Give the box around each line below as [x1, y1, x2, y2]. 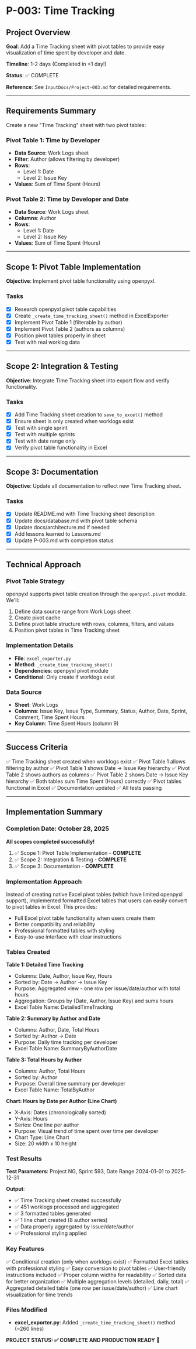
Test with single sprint [14, 424, 68, 432]
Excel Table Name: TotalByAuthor [14, 1086, 95, 1093]
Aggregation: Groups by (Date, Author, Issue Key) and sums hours [14, 997, 174, 1005]
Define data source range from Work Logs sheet [14, 608, 131, 615]
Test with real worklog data [14, 338, 80, 345]
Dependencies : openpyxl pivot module [14, 667, 109, 674]
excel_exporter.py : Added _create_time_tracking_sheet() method [14, 1319, 176, 1326]
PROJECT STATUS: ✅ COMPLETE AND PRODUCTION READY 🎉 [6, 1337, 160, 1344]
